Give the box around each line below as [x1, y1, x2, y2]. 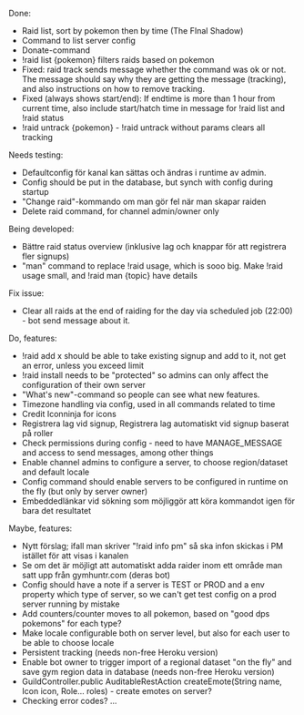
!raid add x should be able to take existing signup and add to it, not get [21, 351, 287, 361]
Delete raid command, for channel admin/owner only [21, 206, 219, 217]
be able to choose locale [21, 638, 115, 648]
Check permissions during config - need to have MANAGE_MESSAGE [21, 437, 283, 448]
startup [21, 187, 49, 197]
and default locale [21, 466, 90, 477]
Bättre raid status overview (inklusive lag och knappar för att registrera [21, 241, 288, 251]
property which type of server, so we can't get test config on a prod [21, 589, 277, 599]
